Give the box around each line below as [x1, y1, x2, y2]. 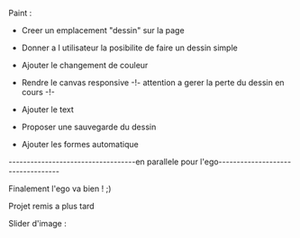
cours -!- [21, 87, 55, 97]
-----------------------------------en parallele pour [8, 156, 199, 167]
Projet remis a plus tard [8, 201, 95, 211]
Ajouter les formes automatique [21, 139, 139, 149]
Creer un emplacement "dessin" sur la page [21, 25, 186, 35]
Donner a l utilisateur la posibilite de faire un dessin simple [21, 42, 238, 53]
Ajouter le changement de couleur [21, 60, 149, 70]
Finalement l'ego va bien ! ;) [8, 183, 112, 194]
